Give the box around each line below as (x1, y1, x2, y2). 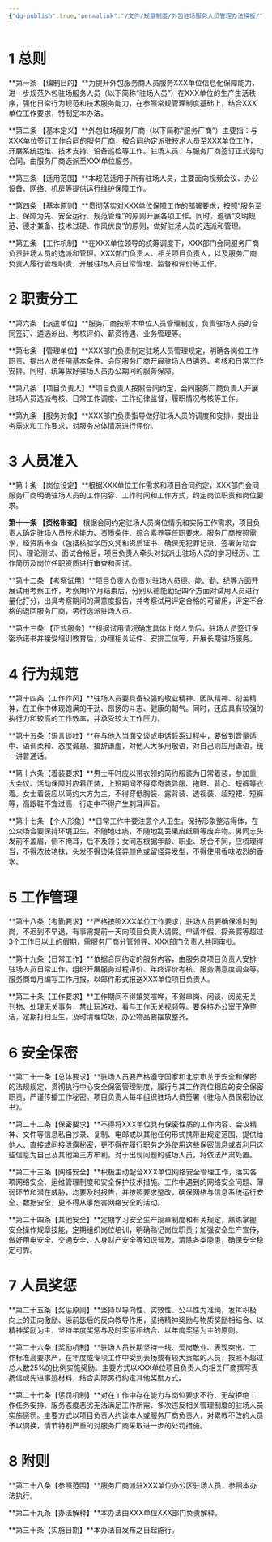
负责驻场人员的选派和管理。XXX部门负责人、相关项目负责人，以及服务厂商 (8, 248, 257, 258)
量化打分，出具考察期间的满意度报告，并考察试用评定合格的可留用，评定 (8, 596, 249, 605)
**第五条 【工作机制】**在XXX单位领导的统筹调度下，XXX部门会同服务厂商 (8, 238, 260, 248)
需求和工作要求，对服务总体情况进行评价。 (15, 420, 158, 430)
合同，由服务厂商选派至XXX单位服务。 (8, 156, 137, 166)
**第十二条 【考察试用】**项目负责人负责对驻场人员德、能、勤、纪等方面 (8, 575, 252, 585)
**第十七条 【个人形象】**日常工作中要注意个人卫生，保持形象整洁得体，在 (8, 816, 259, 826)
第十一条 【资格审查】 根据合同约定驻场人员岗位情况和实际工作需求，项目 (8, 518, 253, 528)
